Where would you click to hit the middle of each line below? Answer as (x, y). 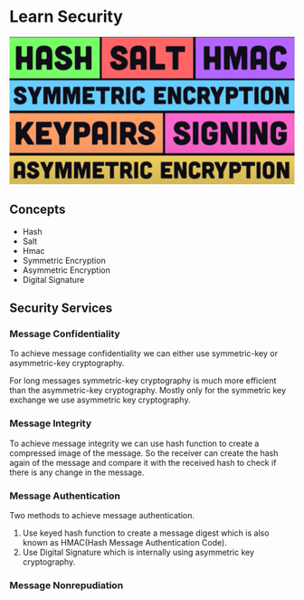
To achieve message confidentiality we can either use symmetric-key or (144, 353)
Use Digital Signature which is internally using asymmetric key (138, 552)
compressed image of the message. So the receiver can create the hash (144, 453)
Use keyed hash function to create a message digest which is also (146, 533)
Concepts (38, 210)
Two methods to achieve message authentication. (102, 516)
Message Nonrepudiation (66, 585)
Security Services (61, 309)
